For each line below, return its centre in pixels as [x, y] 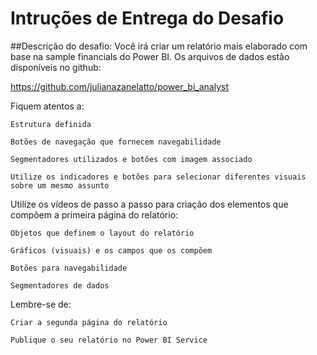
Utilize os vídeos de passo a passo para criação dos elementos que [149, 204]
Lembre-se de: [41, 304]
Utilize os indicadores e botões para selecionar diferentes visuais [158, 177]
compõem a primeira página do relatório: [94, 214]
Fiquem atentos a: [47, 106]
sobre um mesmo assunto [60, 185]
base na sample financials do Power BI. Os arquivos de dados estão [150, 56]
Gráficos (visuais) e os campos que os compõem [111, 250]
